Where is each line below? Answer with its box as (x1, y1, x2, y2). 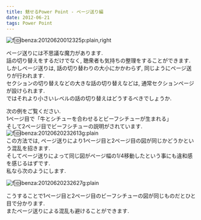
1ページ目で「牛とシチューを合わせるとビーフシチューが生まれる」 (6, 115, 172, 123)
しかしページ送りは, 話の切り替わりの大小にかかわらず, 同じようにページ (6, 65, 187, 72)
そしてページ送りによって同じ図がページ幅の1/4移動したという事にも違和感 (6, 152, 193, 160)
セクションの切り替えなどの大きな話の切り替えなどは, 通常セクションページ (6, 80, 194, 87)
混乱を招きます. (11, 144, 51, 152)
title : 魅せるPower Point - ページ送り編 (6, 8, 104, 15)
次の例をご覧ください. (6, 108, 62, 115)
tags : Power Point (6, 20, 53, 26)
